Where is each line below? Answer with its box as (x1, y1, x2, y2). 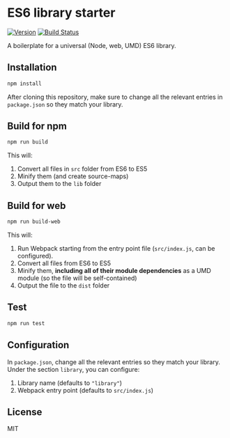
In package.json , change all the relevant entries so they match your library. (7, 357, 221, 366)
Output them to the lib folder (17, 180, 102, 188)
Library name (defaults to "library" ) (17, 378, 123, 387)
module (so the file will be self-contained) (17, 274, 137, 282)
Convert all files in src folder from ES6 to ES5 (17, 165, 148, 173)
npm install (7, 80, 42, 87)
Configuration (7, 339, 70, 351)
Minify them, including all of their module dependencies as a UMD (17, 267, 211, 274)
